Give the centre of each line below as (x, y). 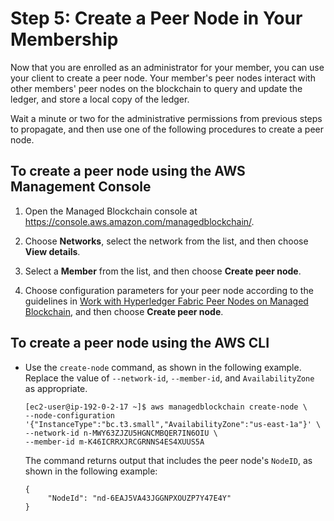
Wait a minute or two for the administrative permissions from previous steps (166, 118)
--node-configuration (69, 415)
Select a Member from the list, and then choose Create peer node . (163, 271)
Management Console (81, 187)
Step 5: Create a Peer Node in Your (156, 18)
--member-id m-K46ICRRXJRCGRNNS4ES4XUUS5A (114, 442)
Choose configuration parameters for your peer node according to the (169, 290)
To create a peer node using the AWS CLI (140, 343)
